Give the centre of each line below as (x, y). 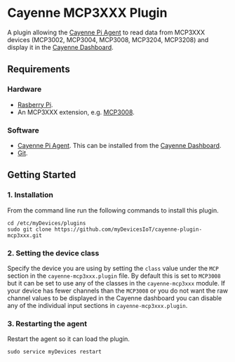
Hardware (25, 89)
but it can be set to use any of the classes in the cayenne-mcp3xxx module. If (116, 283)
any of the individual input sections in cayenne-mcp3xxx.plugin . (98, 305)
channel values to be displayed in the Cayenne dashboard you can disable (115, 298)
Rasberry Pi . (35, 105)
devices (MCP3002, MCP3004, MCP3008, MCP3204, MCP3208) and (108, 39)
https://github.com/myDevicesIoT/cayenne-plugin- (128, 229)
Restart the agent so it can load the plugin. (68, 339)
